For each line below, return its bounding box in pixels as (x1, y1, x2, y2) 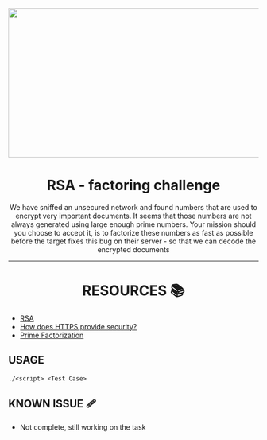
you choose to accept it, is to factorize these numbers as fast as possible (14, 228, 253, 237)
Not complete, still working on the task (19, 422, 146, 432)
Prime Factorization (19, 330, 84, 340)
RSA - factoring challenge (46, 177, 221, 194)
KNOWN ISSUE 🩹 (8, 397, 97, 411)
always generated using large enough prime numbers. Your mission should (10, 219, 257, 229)
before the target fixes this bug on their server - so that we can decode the (10, 236, 257, 246)
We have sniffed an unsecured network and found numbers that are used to (9, 202, 258, 212)
